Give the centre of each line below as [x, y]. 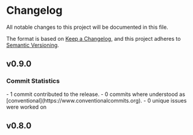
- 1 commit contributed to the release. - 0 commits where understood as [96, 94]
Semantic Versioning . [33, 45]
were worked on [27, 107]
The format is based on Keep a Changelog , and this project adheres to [93, 38]
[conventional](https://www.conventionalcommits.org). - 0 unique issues [96, 100]
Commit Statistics [33, 81]
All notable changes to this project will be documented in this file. [87, 27]
